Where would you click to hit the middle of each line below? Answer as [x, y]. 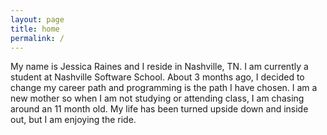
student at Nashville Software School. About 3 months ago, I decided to [157, 77]
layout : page [37, 19]
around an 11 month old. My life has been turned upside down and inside [159, 109]
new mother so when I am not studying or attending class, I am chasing [157, 98]
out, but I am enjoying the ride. [73, 120]
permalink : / [37, 38]
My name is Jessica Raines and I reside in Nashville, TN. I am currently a [159, 67]
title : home [35, 29]
